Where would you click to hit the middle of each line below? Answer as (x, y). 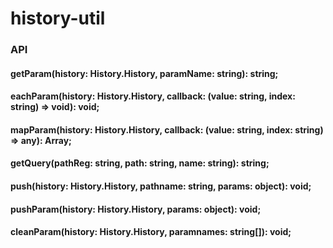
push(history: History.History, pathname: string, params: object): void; (161, 186)
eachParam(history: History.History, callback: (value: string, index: (153, 96)
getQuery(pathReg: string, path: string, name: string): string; (140, 163)
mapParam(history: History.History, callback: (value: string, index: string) (167, 129)
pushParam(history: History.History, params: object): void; (136, 209)
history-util (58, 18)
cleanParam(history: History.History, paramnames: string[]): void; (151, 232)
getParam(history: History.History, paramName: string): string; (144, 73)
